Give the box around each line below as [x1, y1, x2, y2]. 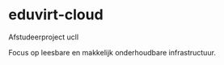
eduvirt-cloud [8, 6, 104, 24]
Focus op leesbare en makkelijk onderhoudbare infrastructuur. [8, 47, 217, 57]
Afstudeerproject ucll [8, 32, 79, 42]
